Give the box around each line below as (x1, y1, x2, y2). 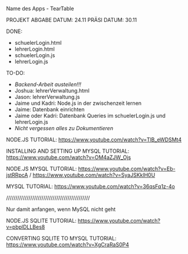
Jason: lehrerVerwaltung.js (14, 94, 80, 100)
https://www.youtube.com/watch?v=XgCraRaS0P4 (6, 241, 130, 248)
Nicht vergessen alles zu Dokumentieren (14, 125, 114, 131)
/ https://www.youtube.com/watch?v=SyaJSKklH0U (29, 171, 156, 179)
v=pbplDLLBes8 (6, 223, 45, 230)
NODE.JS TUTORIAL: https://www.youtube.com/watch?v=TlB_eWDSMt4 (6, 136, 182, 143)
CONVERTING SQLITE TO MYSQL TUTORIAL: (6, 235, 117, 242)
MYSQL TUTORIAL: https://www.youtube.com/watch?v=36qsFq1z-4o (6, 183, 175, 190)
